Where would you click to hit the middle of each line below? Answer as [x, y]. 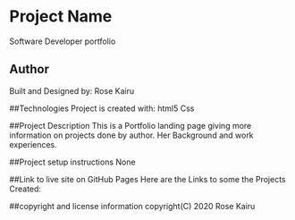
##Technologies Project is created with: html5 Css [102, 108]
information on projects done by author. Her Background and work [131, 135]
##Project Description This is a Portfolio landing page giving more [131, 125]
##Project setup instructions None [72, 162]
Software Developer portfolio [63, 41]
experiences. [34, 144]
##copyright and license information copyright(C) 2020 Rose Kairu [132, 206]
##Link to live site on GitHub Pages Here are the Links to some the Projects [147, 179]
